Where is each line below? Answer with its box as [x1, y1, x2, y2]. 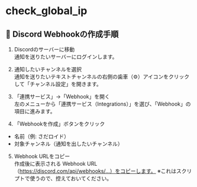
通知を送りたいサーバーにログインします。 [14, 53, 118, 60]
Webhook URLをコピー [14, 153, 70, 160]
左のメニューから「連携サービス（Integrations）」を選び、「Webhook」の [14, 100, 191, 107]
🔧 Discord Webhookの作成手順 [5, 29, 119, 39]
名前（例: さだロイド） [14, 133, 69, 140]
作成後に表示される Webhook [14, 160, 86, 167]
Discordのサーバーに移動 [14, 46, 75, 53]
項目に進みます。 [14, 108, 56, 114]
